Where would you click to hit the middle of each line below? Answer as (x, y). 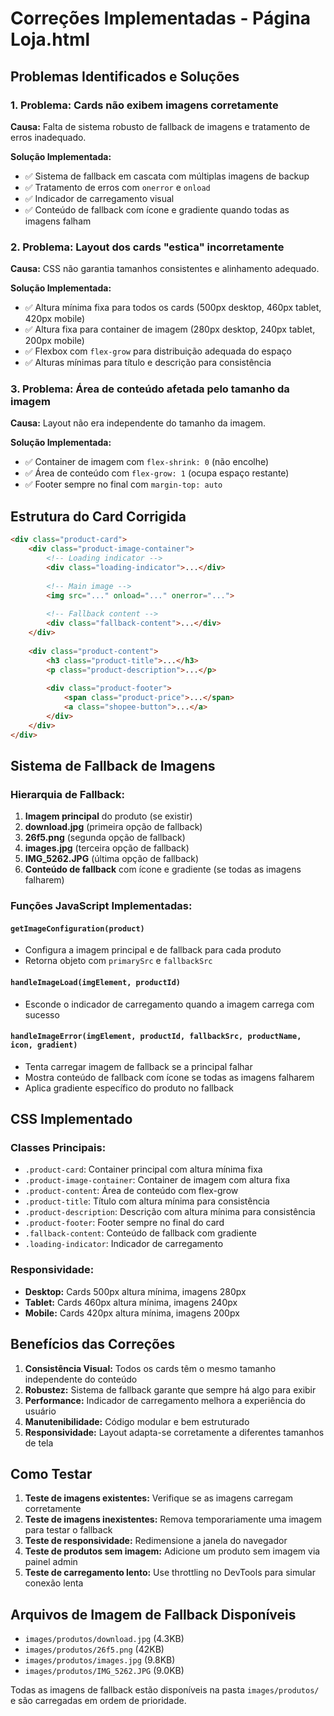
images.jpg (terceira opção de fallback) (107, 848)
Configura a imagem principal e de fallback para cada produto (153, 950)
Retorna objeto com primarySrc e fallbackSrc (118, 961)
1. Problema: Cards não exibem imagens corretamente (144, 105)
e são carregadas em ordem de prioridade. (98, 1701)
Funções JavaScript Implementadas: (101, 906)
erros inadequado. (48, 137)
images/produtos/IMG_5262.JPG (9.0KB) (104, 1671)
